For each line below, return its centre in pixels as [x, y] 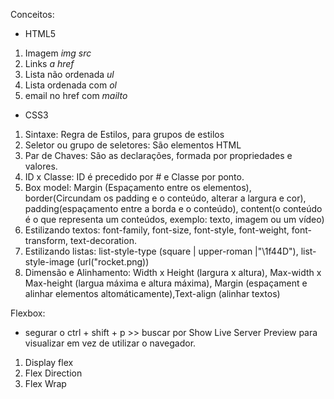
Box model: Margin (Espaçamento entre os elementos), [138, 187]
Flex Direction [53, 373]
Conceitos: [32, 14]
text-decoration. [103, 240]
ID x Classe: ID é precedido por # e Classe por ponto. [134, 177]
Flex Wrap [45, 383]
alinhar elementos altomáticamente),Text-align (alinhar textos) [152, 293]
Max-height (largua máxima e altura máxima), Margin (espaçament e [166, 283]
